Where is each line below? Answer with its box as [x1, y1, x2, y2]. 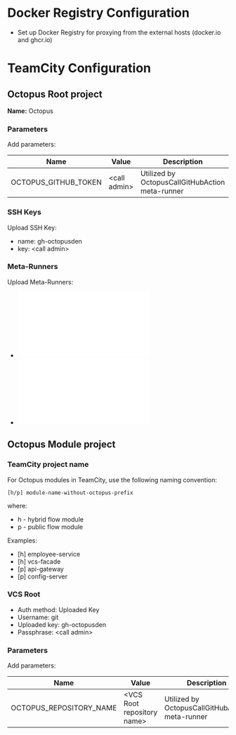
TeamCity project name [7, 460, 89, 470]
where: [7, 501, 28, 510]
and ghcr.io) [17, 35, 53, 44]
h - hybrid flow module [17, 515, 84, 524]
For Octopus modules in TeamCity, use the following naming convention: [7, 475, 218, 484]
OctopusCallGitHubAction [140, 178, 225, 187]
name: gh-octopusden [17, 237, 83, 245]
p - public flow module [17, 522, 83, 531]
